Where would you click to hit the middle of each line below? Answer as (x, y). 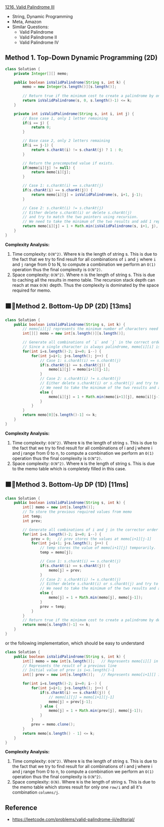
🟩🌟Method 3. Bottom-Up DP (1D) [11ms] (67, 485)
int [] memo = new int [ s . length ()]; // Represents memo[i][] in (91, 661)
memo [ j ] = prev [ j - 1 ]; (71, 702)
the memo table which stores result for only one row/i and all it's (77, 787)
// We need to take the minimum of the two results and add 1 (87, 222)
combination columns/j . (36, 792)
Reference (21, 808)
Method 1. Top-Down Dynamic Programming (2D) (81, 58)
